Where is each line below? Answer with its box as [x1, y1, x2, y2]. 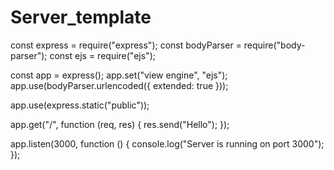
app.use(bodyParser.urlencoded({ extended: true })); [10, 79, 229, 91]
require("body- [243, 39, 306, 51]
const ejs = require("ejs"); [49, 49, 156, 61]
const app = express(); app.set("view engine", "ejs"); [10, 69, 228, 81]
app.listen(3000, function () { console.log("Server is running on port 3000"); [10, 137, 325, 150]
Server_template [10, 6, 152, 29]
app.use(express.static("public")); [10, 99, 150, 111]
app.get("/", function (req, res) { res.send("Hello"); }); [10, 118, 230, 130]
